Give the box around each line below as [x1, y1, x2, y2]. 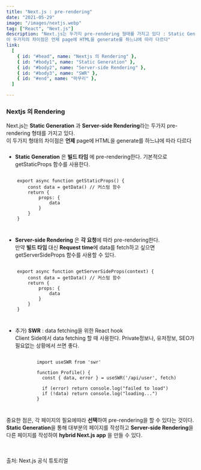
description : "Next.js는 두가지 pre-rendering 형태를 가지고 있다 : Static [6, 31, 185, 37]
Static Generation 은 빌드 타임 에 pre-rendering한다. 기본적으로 [14, 153, 168, 161]
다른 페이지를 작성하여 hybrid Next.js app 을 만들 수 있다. [6, 431, 143, 438]
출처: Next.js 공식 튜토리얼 [6, 457, 68, 464]
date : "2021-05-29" [6, 14, 55, 20]
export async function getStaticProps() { [17, 178, 125, 184]
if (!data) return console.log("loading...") [41, 391, 158, 397]
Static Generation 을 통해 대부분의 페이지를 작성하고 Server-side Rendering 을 [6, 424, 194, 431]
